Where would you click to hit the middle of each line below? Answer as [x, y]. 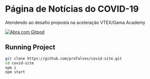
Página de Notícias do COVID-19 [72, 9]
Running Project [30, 47]
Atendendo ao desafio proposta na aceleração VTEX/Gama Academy [75, 22]
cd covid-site [20, 63]
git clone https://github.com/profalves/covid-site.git [63, 59]
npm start [15, 72]
